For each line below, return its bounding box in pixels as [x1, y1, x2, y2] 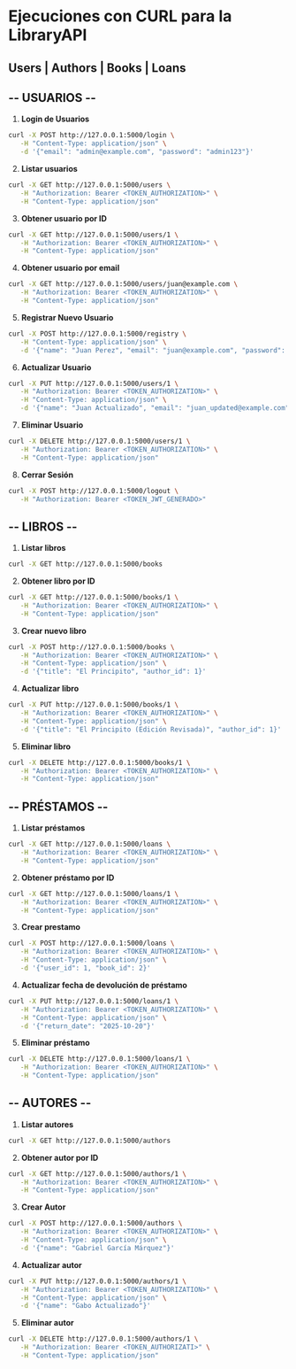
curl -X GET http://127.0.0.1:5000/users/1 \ [8, 230, 178, 239]
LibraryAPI [8, 25, 87, 45]
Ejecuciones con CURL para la [8, 6, 232, 27]
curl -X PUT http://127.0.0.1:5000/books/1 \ [8, 700, 178, 709]
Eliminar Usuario [20, 420, 84, 430]
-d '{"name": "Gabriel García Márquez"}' [19, 1243, 175, 1252]
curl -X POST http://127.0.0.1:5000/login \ [8, 131, 175, 140]
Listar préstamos [20, 823, 86, 833]
